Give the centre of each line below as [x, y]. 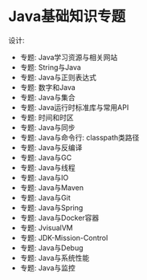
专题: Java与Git [45, 197]
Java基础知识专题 [67, 16]
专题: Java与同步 [48, 127]
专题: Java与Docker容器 [59, 217]
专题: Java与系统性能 [55, 258]
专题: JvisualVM [47, 227]
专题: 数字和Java [48, 87]
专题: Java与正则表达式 [58, 77]
